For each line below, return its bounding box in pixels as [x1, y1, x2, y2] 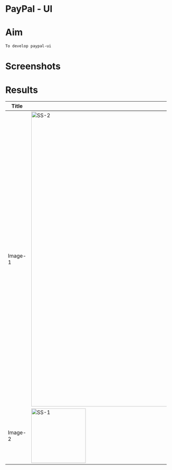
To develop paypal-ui [5, 44, 52, 49]
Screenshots [5, 61, 61, 72]
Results [5, 84, 38, 95]
